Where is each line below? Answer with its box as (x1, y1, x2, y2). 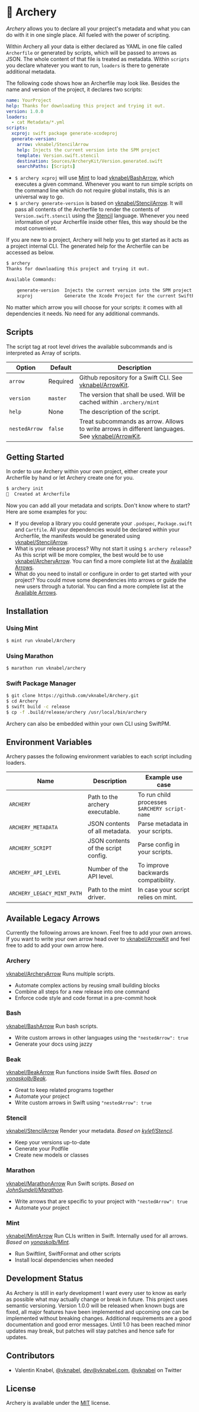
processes (137, 798, 167, 806)
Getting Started (6, 452, 65, 462)
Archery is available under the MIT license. (6, 1400, 111, 1407)
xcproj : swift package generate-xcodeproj (11, 131, 118, 137)
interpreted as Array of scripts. (6, 349, 81, 356)
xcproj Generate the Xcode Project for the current (17, 293, 176, 299)
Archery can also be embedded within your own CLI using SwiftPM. (6, 720, 171, 727)
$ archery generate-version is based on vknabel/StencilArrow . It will (14, 200, 183, 207)
